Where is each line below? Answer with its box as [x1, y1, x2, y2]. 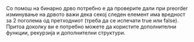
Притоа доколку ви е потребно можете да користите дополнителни [6, 23, 176, 30]
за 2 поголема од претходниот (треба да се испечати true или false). [6, 17, 179, 24]
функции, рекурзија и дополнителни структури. [6, 29, 126, 36]
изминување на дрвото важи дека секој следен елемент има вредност [6, 11, 186, 18]
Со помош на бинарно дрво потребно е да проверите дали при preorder [6, 5, 188, 12]
